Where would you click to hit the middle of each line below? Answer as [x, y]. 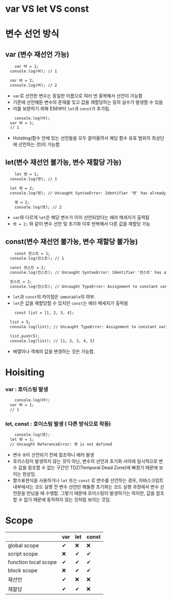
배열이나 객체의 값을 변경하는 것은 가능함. [54, 351]
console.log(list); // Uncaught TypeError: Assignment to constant [83, 327]
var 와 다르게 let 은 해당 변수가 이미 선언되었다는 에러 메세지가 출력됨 [81, 218]
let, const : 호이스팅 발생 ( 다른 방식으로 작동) [58, 424]
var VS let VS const [47, 9]
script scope [23, 553]
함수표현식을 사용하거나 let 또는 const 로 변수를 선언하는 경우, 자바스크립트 [88, 480]
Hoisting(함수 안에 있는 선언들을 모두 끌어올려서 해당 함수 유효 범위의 [82, 138]
